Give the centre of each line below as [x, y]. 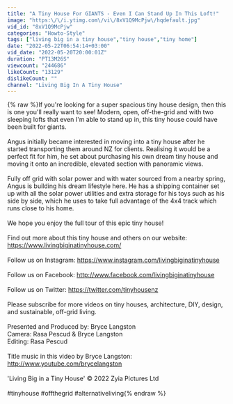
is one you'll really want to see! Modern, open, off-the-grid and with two [111, 112]
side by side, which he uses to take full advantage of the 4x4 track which [112, 201]
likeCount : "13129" [35, 72]
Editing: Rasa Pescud [38, 341]
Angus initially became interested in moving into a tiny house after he [106, 142]
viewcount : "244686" [37, 65]
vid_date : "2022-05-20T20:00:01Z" [57, 53]
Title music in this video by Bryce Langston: [70, 357]
